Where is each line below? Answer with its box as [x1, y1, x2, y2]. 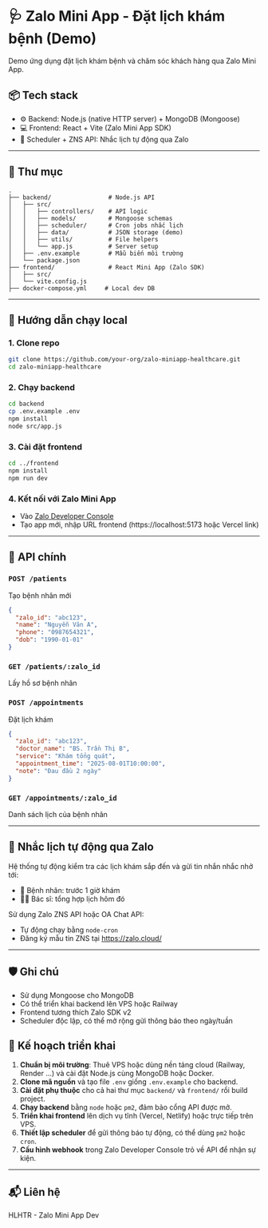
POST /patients [8, 574, 68, 584]
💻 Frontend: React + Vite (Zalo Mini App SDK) [19, 122, 171, 133]
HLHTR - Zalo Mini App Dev [8, 1210, 100, 1220]
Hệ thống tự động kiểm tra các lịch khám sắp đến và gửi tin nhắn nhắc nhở [8, 861, 254, 871]
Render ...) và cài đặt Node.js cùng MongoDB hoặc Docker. [19, 1069, 215, 1078]
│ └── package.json [8, 256, 81, 265]
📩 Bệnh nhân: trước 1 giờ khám [19, 885, 120, 895]
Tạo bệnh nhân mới [8, 590, 72, 600]
